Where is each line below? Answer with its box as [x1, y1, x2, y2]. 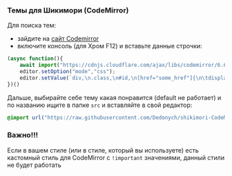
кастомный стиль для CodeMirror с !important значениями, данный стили [7, 153, 225, 162]
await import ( [19, 61, 60, 69]
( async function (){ [7, 55, 64, 62]
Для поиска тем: [7, 21, 57, 30]
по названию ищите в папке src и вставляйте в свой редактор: [7, 101, 193, 109]
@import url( [7, 114, 45, 121]
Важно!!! [7, 130, 39, 140]
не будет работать [7, 161, 62, 169]
